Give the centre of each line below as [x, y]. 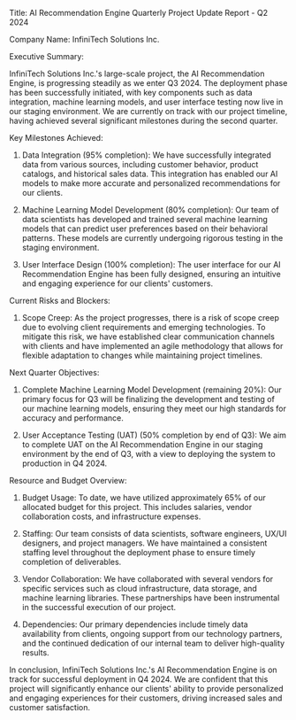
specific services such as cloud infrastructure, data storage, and [140, 588]
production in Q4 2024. [65, 463]
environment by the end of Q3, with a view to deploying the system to [148, 454]
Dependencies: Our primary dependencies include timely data [135, 624]
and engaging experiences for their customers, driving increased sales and [146, 698]
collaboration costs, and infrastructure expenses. [111, 516]
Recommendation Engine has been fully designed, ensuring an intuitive [151, 274]
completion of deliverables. [72, 562]
